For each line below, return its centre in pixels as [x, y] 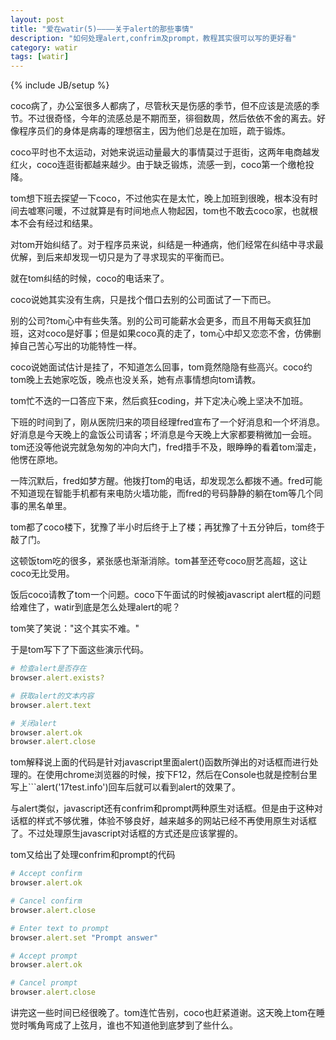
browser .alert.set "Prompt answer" [84, 937]
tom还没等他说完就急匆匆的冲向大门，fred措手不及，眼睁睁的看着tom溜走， [166, 447]
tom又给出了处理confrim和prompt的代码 [93, 855]
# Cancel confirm [46, 901]
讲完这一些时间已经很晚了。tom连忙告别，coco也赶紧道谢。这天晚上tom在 [163, 1012]
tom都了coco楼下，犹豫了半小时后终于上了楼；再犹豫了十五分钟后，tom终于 [167, 527]
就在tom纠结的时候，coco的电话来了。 [90, 278]
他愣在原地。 [36, 460]
